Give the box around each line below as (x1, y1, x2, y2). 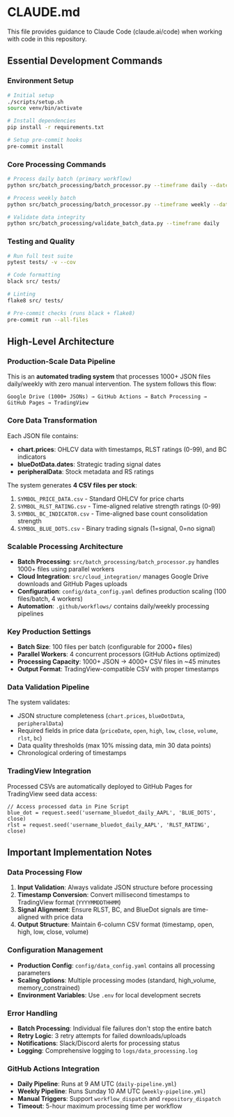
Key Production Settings (7, 627, 92, 636)
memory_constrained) (17, 983, 80, 992)
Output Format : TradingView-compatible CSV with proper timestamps (17, 665, 219, 673)
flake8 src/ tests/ (7, 297, 64, 304)
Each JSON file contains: (7, 431, 79, 440)
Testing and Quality (7, 237, 75, 247)
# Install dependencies (7, 117, 77, 124)
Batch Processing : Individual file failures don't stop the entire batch (17, 1024, 212, 1032)
